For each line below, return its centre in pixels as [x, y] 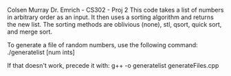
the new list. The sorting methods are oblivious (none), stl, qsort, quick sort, [114, 24]
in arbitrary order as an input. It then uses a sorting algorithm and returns [111, 17]
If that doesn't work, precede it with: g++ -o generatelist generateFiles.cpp [113, 65]
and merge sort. [30, 31]
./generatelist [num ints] [41, 52]
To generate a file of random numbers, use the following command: [102, 45]
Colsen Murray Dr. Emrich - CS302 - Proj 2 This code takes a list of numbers [115, 10]
